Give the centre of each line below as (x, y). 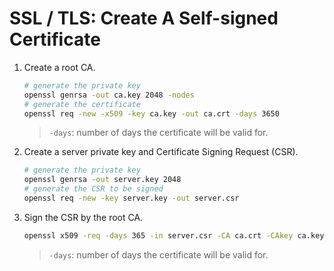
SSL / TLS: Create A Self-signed (144, 18)
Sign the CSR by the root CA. (83, 217)
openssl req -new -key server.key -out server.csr (131, 198)
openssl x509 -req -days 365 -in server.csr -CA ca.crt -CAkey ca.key (174, 235)
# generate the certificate (82, 104)
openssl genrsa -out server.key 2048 (102, 180)
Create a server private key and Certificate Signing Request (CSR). (161, 152)
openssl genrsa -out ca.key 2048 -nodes (109, 95)
